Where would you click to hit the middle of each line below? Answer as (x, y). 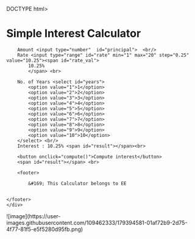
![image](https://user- (34, 216)
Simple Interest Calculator (74, 34)
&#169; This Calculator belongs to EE (77, 183)
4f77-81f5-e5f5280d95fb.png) (45, 229)
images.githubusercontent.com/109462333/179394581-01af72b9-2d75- (97, 222)
